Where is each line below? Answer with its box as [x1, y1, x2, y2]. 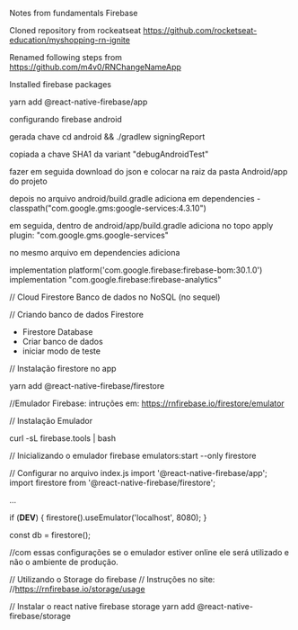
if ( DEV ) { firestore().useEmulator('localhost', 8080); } [9, 512, 207, 523]
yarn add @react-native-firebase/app [9, 96, 148, 107]
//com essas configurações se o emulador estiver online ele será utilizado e [9, 547, 290, 557]
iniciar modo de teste [22, 346, 101, 356]
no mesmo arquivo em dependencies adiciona [9, 247, 180, 257]
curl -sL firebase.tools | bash [9, 433, 117, 444]
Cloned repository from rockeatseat [9, 25, 142, 35]
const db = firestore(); [9, 530, 92, 540]
